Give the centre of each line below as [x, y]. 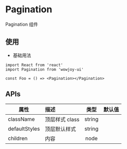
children [18, 138]
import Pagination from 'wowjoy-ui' [44, 69]
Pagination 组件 [22, 24]
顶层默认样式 [60, 129]
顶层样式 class [62, 119]
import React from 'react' [34, 65]
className [21, 119]
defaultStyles [24, 129]
